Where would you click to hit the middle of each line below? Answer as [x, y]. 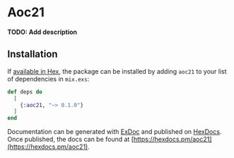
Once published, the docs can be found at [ [71, 140]
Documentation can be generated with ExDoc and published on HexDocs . [115, 132]
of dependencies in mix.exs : [48, 79]
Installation [33, 54]
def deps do [25, 92]
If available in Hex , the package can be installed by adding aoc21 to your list [117, 71]
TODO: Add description [42, 32]
